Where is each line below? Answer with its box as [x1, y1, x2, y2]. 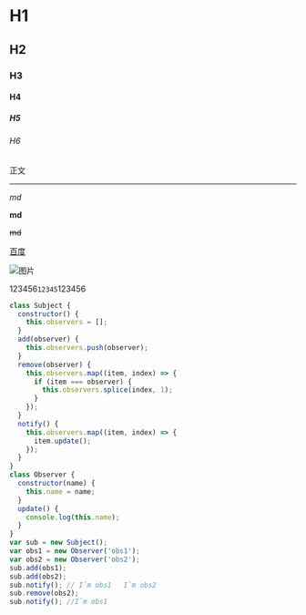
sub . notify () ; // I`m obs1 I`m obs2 [9, 580, 157, 589]
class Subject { [9, 301, 71, 310]
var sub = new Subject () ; [9, 538, 107, 548]
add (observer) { [17, 334, 79, 344]
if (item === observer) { [33, 377, 132, 386]
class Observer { [9, 470, 76, 479]
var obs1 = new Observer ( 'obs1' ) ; [9, 547, 141, 556]
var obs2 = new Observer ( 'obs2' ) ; [9, 555, 141, 564]
